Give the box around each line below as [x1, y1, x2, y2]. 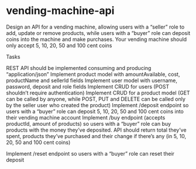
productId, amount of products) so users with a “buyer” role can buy [6, 120, 171, 127]
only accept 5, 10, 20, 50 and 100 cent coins [6, 42, 112, 49]
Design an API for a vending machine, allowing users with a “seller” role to [6, 23, 185, 30]
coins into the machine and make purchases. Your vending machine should [6, 36, 187, 43]
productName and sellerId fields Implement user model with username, [6, 77, 177, 84]
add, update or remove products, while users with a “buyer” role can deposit [6, 29, 191, 36]
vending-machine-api [6, 4, 115, 17]
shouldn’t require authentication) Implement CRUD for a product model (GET [6, 89, 190, 96]
